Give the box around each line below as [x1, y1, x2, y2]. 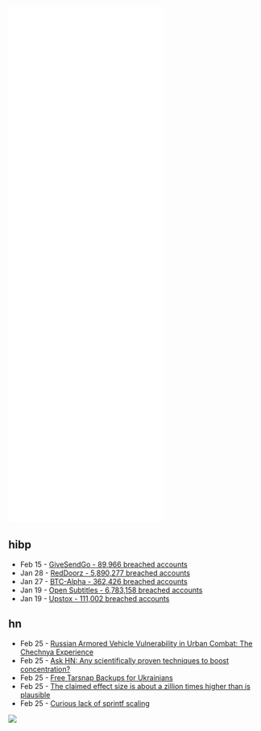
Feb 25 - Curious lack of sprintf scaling [19, 698, 151, 708]
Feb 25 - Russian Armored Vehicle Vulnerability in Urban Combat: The [19, 638, 253, 648]
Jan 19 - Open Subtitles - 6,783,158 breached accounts [19, 585, 203, 595]
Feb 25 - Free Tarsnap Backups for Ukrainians [19, 672, 173, 683]
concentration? [19, 664, 71, 674]
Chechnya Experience [19, 647, 94, 657]
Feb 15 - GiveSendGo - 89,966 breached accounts [19, 559, 188, 569]
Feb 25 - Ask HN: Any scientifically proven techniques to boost [19, 655, 230, 665]
